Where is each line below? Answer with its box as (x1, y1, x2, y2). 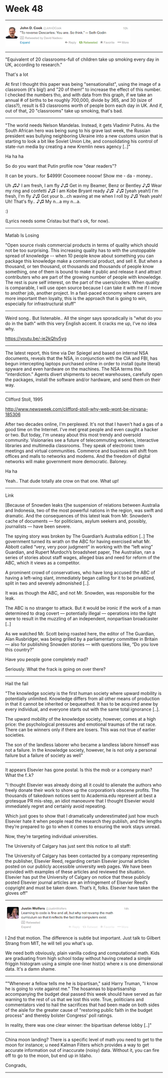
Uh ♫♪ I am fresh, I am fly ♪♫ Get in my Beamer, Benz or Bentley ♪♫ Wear (5, 182, 162, 188)
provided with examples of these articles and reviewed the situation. (5, 869, 146, 875)
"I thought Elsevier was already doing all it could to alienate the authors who (5, 781, 161, 788)
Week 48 (5, 3, 43, 15)
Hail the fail (5, 681, 28, 687)
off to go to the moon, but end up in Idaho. (5, 1052, 92, 1058)
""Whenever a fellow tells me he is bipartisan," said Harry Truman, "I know (5, 980, 158, 986)
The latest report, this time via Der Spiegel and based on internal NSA (5, 350, 148, 356)
